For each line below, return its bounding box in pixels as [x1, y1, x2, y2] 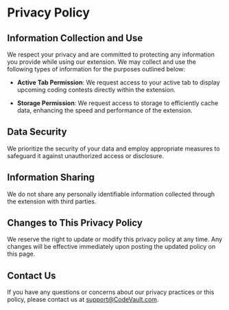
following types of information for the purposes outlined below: [7, 65, 186, 73]
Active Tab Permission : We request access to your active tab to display [16, 78, 221, 87]
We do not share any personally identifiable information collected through [7, 190, 215, 198]
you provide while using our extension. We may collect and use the [7, 58, 197, 66]
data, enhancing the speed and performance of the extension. [16, 107, 193, 114]
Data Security [7, 126, 67, 138]
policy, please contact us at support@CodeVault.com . [7, 296, 159, 304]
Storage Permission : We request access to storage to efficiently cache [16, 99, 219, 107]
